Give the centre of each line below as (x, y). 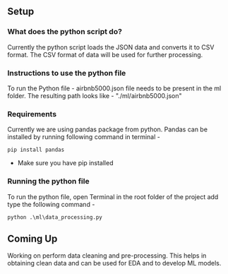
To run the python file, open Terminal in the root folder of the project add (113, 196)
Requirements (32, 114)
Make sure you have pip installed (65, 163)
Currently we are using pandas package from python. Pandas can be (108, 129)
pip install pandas (36, 150)
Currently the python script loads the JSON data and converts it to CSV (111, 47)
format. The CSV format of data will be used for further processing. (105, 54)
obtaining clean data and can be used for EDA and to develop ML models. (114, 263)
